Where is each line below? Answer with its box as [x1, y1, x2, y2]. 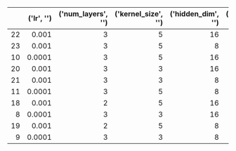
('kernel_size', [114, 9, 164, 18]
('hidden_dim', [169, 9, 219, 18]
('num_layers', [58, 9, 108, 18]
